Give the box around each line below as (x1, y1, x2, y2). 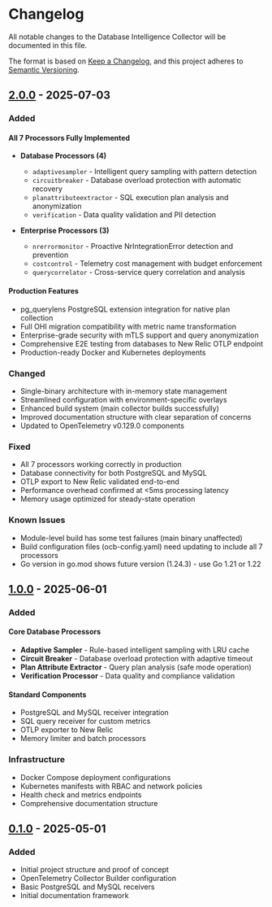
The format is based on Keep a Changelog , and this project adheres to (8, 56, 244, 66)
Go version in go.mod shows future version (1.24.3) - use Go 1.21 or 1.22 (19, 559, 261, 569)
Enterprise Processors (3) (19, 225, 110, 236)
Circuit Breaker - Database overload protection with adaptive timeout (19, 654, 253, 664)
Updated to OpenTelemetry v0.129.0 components (19, 421, 185, 430)
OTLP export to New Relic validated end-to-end (19, 477, 180, 486)
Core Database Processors (8, 627, 101, 637)
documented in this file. (8, 40, 88, 50)
